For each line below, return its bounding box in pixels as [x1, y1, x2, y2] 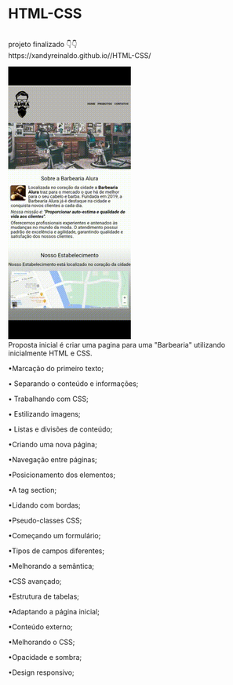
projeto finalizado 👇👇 [8, 39, 78, 49]
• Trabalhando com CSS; [8, 394, 89, 403]
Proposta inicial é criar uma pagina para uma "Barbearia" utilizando [8, 340, 226, 349]
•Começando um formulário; [8, 530, 101, 540]
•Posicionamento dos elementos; [8, 470, 116, 479]
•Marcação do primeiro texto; [8, 363, 104, 373]
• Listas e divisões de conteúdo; [8, 424, 113, 434]
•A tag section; [8, 485, 57, 494]
